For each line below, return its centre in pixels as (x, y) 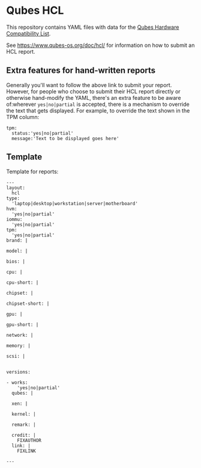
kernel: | (24, 414)
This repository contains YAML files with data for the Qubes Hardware (93, 27)
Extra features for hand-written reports (81, 71)
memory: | (19, 346)
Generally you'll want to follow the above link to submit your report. (89, 85)
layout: (16, 188)
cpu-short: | (22, 282)
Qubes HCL (35, 11)
